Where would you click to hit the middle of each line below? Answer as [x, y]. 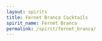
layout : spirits [27, 12]
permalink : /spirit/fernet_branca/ [51, 29]
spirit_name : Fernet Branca [42, 23]
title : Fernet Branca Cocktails [47, 17]
